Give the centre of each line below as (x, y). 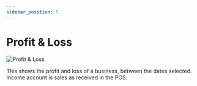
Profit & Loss (39, 42)
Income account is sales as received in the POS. (67, 77)
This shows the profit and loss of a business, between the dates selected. (99, 71)
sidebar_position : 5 (33, 12)
